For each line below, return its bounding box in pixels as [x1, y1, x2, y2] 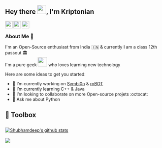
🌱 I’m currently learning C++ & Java [12, 86, 85, 92]
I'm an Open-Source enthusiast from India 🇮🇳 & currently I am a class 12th [5, 44, 158, 50]
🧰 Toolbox [5, 111, 36, 119]
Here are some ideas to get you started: [5, 72, 86, 77]
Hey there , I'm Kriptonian [5, 8, 95, 16]
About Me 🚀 [5, 33, 34, 40]
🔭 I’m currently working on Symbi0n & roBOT [12, 81, 103, 87]
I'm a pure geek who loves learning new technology [5, 62, 121, 68]
